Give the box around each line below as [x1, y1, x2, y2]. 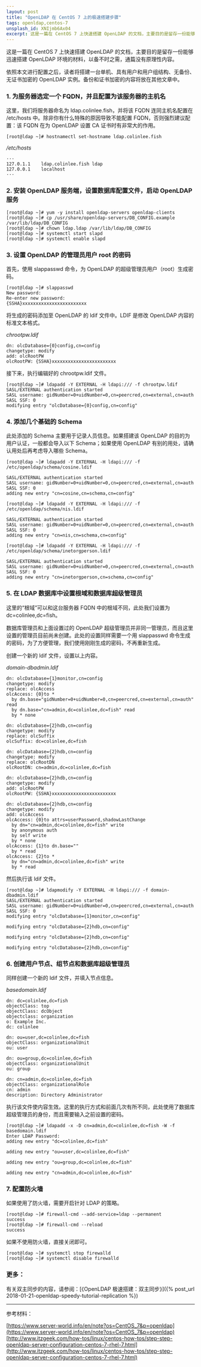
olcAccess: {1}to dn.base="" [6, 843, 79, 849]
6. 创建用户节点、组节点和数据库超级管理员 [6, 960, 130, 968]
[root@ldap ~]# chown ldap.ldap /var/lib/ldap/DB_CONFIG [6, 225, 151, 231]
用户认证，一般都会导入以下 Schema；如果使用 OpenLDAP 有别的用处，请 [6, 440, 189, 447]
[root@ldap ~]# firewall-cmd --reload [6, 1222, 103, 1228]
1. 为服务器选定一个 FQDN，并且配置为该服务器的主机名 [6, 92, 166, 101]
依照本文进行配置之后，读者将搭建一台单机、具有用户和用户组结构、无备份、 [6, 68, 195, 75]
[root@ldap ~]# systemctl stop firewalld [6, 1250, 111, 1256]
